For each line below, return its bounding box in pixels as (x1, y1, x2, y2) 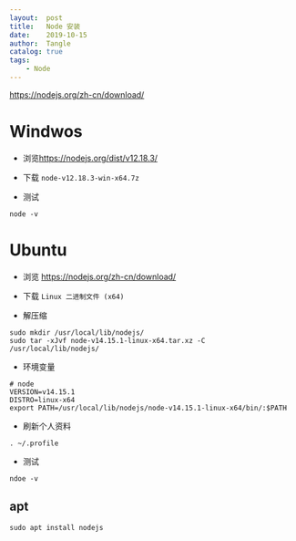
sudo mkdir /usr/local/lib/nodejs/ (9, 328, 145, 338)
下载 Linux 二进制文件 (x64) (22, 290, 125, 301)
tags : (9, 56, 30, 65)
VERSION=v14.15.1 (9, 387, 76, 397)
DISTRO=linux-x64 (9, 395, 76, 404)
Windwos (9, 121, 83, 142)
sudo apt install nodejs (9, 523, 104, 532)
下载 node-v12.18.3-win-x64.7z (22, 172, 139, 182)
